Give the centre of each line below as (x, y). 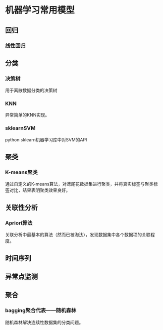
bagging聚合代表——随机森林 (41, 311)
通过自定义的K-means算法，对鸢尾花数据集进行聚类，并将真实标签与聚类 (79, 184)
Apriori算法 (19, 223)
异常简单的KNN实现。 (27, 115)
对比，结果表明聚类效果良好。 (40, 190)
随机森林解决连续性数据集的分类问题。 (44, 322)
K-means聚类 (22, 172)
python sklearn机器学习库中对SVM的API (46, 139)
